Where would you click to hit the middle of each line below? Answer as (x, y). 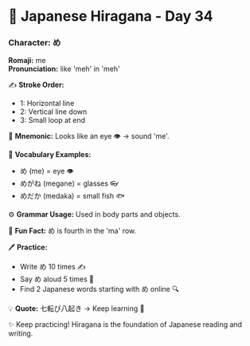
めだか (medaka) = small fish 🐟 (72, 196)
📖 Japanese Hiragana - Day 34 (111, 16)
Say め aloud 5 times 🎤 (57, 279)
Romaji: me (27, 61)
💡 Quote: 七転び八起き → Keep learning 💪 (76, 309)
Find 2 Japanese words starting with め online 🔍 (99, 289)
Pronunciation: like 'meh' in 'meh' (64, 69)
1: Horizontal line (47, 104)
